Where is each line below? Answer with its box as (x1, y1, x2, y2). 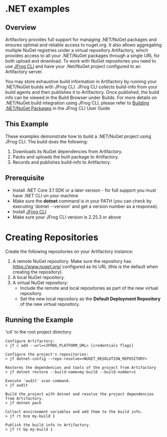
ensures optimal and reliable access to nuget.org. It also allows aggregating (5, 42, 162, 48)
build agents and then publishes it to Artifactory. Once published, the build (5, 89, 159, 95)
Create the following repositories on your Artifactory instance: (5, 248, 133, 254)
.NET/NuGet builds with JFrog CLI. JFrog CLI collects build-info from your (5, 84, 157, 90)
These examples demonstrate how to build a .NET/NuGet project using (5, 133, 152, 139)
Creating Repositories (5, 232, 99, 243)
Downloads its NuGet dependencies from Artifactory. (12, 148, 123, 154)
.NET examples (5, 3, 70, 15)
